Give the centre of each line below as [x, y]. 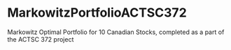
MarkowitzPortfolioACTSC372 [97, 13]
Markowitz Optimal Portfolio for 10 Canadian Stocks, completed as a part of [116, 32]
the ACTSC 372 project [41, 39]
